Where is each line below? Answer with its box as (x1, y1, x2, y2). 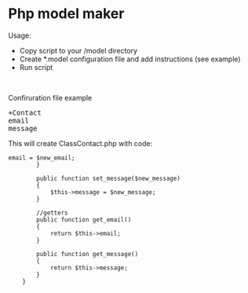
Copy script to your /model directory (19, 46, 138, 55)
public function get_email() (36, 215, 132, 224)
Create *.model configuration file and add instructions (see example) (19, 54, 241, 64)
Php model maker (8, 5, 125, 23)
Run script (19, 62, 53, 71)
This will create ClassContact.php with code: (8, 138, 153, 148)
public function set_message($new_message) (36, 174, 181, 182)
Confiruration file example (8, 93, 93, 102)
